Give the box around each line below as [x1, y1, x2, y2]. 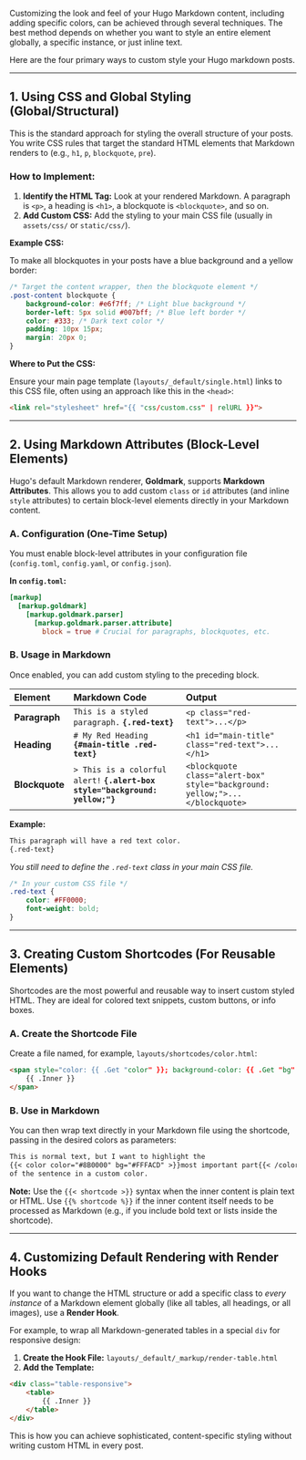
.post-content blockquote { [9, 291, 117, 300]
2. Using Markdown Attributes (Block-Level [9, 437, 260, 452]
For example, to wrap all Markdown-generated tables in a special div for [9, 1325, 280, 1336]
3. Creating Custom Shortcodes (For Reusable [9, 947, 276, 962]
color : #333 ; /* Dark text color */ [25, 316, 166, 326]
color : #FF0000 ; [25, 896, 88, 906]
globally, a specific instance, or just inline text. [9, 36, 183, 47]
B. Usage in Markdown [9, 648, 111, 661]
